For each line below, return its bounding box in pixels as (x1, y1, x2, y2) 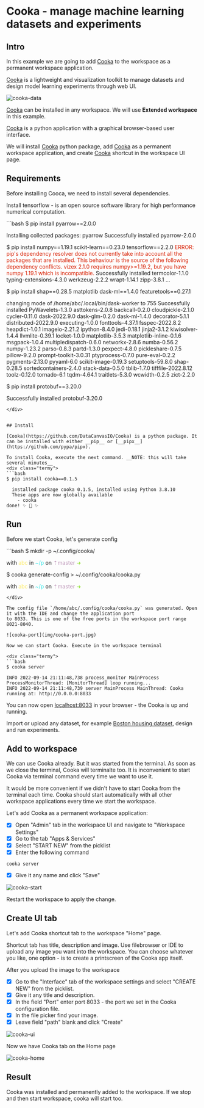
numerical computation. (6, 208, 66, 215)
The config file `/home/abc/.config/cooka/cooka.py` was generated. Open (6, 605, 198, 611)
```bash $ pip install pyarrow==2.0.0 (6, 220, 96, 227)
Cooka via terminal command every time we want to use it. (6, 773, 153, 780)
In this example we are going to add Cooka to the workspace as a (6, 58, 171, 65)
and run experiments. (6, 726, 60, 733)
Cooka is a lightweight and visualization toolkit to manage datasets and (6, 76, 185, 83)
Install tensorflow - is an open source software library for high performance (6, 201, 196, 209)
